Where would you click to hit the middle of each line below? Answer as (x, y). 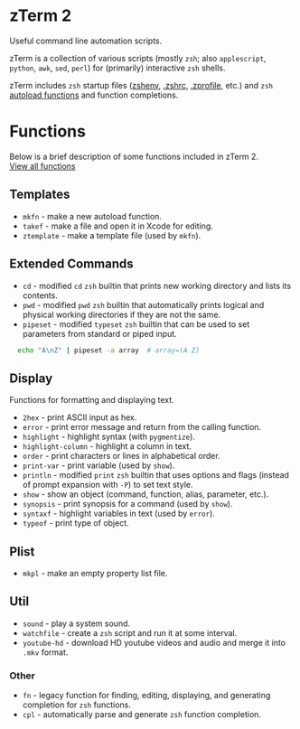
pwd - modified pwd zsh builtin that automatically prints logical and (143, 304)
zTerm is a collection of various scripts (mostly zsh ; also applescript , (138, 58)
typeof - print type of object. (75, 523)
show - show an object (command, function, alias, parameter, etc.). (145, 494)
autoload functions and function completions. (94, 95)
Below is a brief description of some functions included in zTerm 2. (134, 156)
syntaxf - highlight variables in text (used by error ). (118, 514)
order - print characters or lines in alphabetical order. (121, 456)
